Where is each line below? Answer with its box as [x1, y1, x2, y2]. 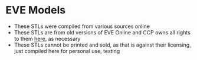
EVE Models [5, 3, 66, 17]
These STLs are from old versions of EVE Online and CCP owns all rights [14, 29, 191, 36]
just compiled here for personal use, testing [14, 47, 120, 54]
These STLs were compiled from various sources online [14, 23, 150, 30]
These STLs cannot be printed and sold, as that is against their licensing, [14, 41, 191, 48]
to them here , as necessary [14, 35, 81, 42]
